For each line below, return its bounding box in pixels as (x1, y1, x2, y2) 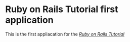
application (5, 14, 54, 26)
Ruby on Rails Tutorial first (5, 4, 118, 15)
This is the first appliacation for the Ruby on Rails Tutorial (5, 31, 125, 37)
